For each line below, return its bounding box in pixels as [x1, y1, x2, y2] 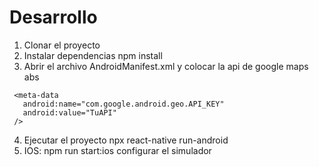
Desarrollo [9, 6, 98, 29]
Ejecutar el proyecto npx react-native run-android [23, 134, 229, 146]
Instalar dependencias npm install [23, 49, 163, 61]
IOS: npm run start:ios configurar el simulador [23, 144, 212, 156]
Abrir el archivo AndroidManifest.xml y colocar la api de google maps [23, 60, 309, 72]
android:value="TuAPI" [22, 107, 117, 118]
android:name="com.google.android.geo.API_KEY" [22, 99, 225, 109]
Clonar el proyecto [23, 39, 101, 51]
